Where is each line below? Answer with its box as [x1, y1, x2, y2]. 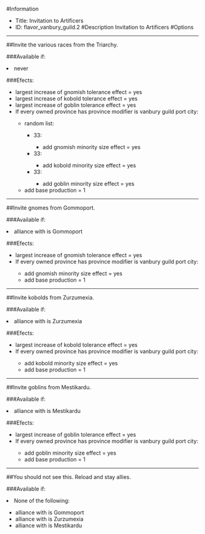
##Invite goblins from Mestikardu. [6, 384, 92, 390]
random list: [24, 120, 54, 127]
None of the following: [14, 497, 70, 504]
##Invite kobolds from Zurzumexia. [6, 294, 95, 301]
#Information [6, 5, 39, 12]
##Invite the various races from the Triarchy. [6, 41, 118, 48]
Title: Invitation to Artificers [15, 17, 84, 24]
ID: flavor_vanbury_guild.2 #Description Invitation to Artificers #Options [15, 24, 194, 31]
